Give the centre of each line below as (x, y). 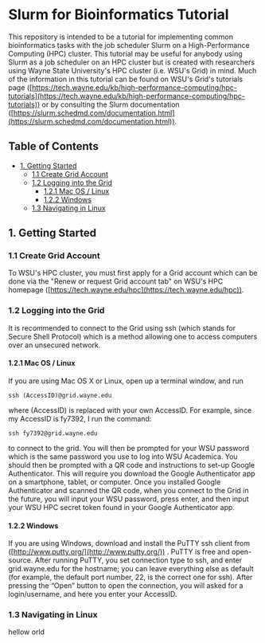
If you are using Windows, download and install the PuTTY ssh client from (129, 543)
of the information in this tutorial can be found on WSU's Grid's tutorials (126, 79)
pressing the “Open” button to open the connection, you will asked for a (126, 586)
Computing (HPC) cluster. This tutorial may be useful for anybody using (125, 53)
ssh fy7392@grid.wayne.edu (53, 433)
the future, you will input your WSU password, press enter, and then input (129, 499)
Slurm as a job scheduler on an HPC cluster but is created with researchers (132, 62)
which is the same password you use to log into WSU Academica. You (123, 457)
